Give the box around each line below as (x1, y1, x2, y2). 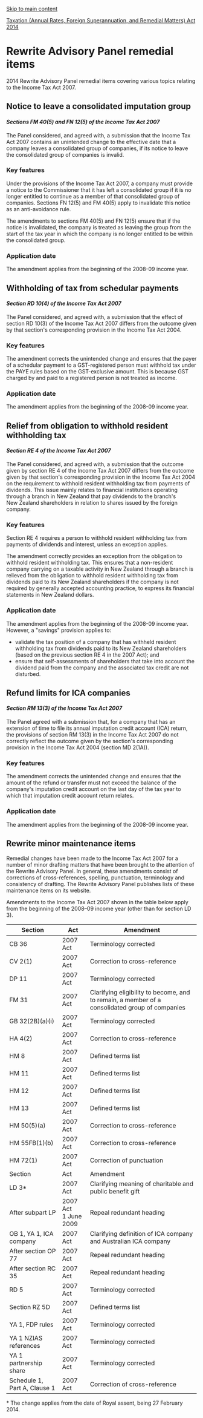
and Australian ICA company (89, 1237, 171, 1246)
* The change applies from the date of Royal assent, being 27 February (6, 1399, 183, 1407)
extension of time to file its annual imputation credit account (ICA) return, (6, 724, 188, 732)
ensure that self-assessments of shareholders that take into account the (14, 657, 195, 665)
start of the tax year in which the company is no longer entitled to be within (6, 230, 193, 237)
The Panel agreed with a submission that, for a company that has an (6, 718, 176, 726)
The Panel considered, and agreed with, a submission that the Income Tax (6, 131, 191, 139)
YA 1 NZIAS (9, 1334, 43, 1342)
